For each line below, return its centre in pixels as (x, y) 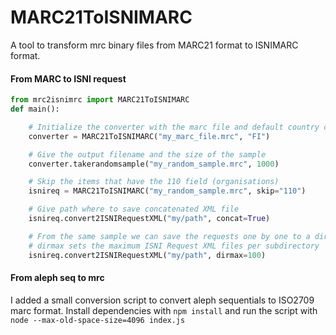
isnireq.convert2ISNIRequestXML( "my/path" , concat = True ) (149, 219)
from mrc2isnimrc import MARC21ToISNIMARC (100, 100)
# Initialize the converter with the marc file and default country (174, 127)
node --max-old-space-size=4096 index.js (98, 320)
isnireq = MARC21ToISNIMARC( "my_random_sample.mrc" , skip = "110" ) (167, 191)
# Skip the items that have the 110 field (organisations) (154, 182)
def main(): (35, 109)
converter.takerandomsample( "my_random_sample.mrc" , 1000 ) (154, 164)
